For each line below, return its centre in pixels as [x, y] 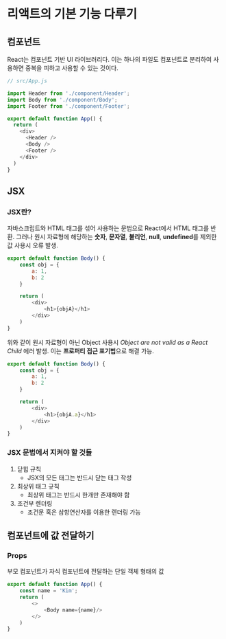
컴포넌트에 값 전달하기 [51, 536]
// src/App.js [27, 81]
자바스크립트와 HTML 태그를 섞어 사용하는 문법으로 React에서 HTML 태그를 [108, 228]
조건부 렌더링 [35, 503]
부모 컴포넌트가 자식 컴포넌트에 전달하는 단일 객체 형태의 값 [86, 572]
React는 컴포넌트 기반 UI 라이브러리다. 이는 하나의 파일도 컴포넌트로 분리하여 [110, 59]
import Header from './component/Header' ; [68, 93]
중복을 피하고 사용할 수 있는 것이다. [72, 68]
